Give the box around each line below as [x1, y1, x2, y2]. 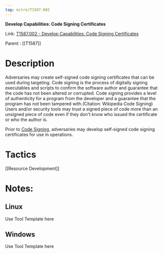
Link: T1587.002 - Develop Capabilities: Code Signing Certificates [5, 30, 139, 36]
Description [5, 58, 55, 69]
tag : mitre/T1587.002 [5, 7, 50, 12]
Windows [5, 230, 35, 239]
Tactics [5, 149, 36, 160]
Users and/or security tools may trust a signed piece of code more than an [5, 106, 158, 112]
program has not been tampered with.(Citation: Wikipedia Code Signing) [5, 101, 153, 107]
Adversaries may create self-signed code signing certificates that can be [5, 74, 155, 80]
